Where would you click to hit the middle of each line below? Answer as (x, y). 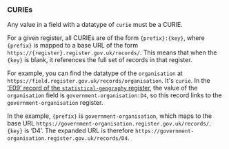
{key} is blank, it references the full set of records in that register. (100, 60)
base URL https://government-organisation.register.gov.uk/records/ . (109, 123)
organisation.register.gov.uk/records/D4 (68, 139)
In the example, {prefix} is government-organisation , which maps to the (110, 116)
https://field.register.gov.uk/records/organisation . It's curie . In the (109, 81)
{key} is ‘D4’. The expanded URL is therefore (71, 131)
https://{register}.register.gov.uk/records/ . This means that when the (112, 52)
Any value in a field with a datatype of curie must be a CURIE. (95, 25)
